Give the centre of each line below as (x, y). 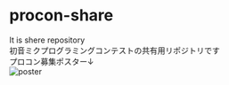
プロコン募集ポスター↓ (52, 61)
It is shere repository (47, 40)
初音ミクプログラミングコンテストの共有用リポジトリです (114, 50)
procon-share (61, 15)
